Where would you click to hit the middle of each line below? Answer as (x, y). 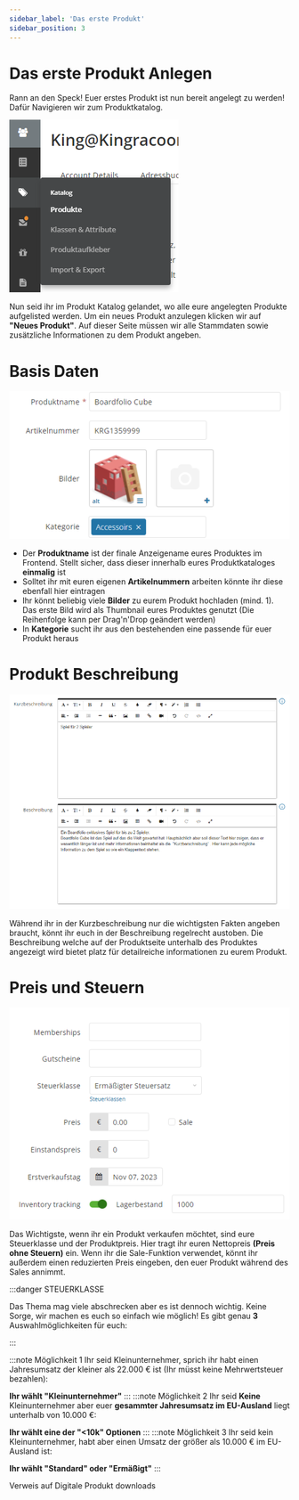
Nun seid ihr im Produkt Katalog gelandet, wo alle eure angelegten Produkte (148, 306)
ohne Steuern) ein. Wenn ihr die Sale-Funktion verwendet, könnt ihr (133, 1253)
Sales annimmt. (37, 1272)
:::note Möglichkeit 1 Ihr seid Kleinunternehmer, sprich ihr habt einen (134, 1360)
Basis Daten (54, 371)
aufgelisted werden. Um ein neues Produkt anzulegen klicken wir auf (135, 316)
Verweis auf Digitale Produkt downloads (82, 1486)
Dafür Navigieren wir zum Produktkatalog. (86, 108)
